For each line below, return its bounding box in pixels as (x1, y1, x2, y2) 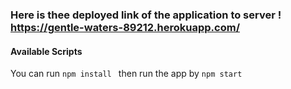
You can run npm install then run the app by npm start (10, 68, 243, 80)
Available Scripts (10, 45, 83, 57)
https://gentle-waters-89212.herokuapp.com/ (10, 20, 240, 34)
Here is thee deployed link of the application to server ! (10, 8, 282, 22)
